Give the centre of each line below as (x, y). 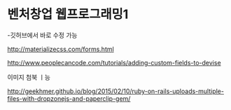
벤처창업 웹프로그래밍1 (68, 14)
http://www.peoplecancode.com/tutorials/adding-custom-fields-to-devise (114, 62)
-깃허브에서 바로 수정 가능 (42, 35)
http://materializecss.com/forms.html (61, 49)
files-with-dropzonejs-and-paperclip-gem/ (69, 98)
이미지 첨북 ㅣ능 (29, 77)
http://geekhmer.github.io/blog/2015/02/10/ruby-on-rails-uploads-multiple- (115, 91)
